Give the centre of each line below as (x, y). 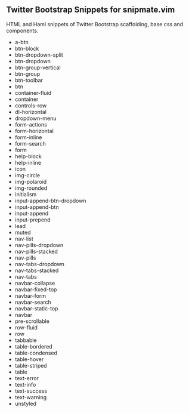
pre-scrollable (32, 321)
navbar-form (30, 295)
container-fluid (33, 93)
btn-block (27, 48)
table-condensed (36, 353)
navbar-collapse (35, 283)
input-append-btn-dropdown (50, 201)
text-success (31, 391)
